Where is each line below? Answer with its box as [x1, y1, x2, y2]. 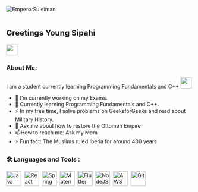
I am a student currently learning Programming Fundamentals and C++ [6, 83, 180, 90]
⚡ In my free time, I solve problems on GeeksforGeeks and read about [14, 108, 186, 115]
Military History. [14, 116, 54, 123]
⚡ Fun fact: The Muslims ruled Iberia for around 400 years [14, 138, 158, 145]
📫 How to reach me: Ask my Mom [14, 129, 98, 136]
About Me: [6, 63, 37, 71]
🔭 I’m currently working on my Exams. [14, 95, 108, 102]
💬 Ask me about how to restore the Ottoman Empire [14, 122, 141, 130]
